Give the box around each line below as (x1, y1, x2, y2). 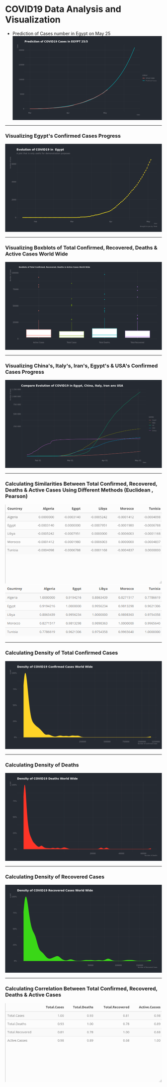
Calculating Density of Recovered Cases (5, 873, 105, 880)
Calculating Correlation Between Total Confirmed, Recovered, (5, 985, 158, 992)
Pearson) (5, 493, 28, 500)
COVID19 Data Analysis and (5, 3, 122, 15)
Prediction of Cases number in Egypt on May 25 (12, 30, 111, 36)
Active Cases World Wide (5, 250, 68, 257)
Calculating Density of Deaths (5, 761, 80, 768)
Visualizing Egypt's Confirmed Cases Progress (5, 132, 121, 139)
